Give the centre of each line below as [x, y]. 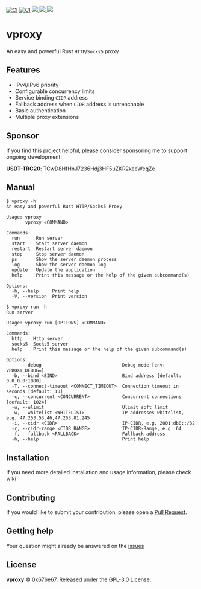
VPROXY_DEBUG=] [25, 371]
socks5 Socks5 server [40, 344]
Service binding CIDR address [51, 97]
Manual [20, 187]
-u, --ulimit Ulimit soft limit [90, 408]
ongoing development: [34, 156]
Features [23, 70]
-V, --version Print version [49, 297]
